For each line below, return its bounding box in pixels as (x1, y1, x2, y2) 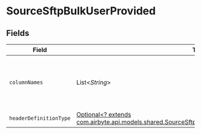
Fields (6, 28, 30, 38)
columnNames (9, 79, 44, 86)
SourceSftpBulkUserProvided (6, 4, 156, 18)
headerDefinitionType (9, 115, 71, 121)
